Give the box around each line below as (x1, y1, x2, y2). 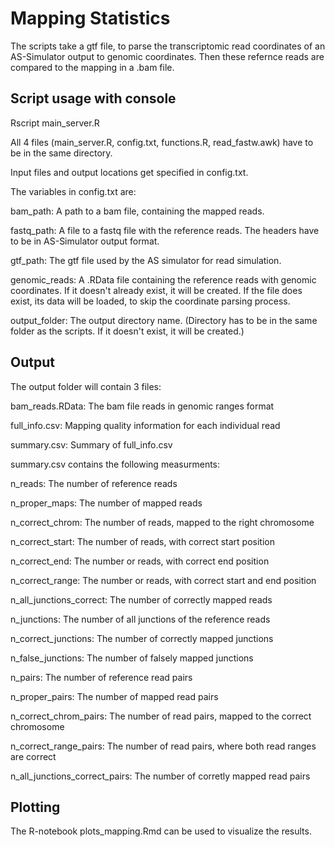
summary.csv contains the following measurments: (10, 458, 221, 470)
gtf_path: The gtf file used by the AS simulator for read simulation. (10, 254, 282, 266)
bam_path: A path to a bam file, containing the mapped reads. (10, 205, 265, 217)
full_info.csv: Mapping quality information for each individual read (10, 419, 281, 431)
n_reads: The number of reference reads (10, 477, 178, 489)
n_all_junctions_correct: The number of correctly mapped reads (10, 593, 273, 606)
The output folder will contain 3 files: (10, 380, 162, 392)
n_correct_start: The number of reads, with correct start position (10, 535, 275, 547)
